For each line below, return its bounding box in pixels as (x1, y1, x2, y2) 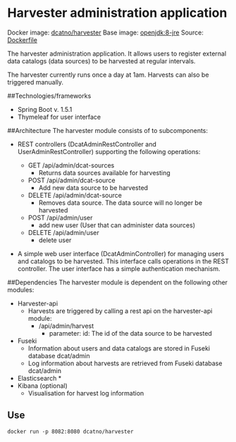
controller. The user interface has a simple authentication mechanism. (17, 264, 221, 272)
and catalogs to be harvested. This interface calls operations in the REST (17, 257, 229, 265)
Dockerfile (7, 35, 37, 44)
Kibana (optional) (17, 381, 68, 390)
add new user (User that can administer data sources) (38, 220, 196, 229)
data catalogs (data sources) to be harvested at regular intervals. (7, 56, 196, 65)
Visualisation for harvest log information (27, 389, 144, 397)
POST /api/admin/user (27, 213, 93, 222)
